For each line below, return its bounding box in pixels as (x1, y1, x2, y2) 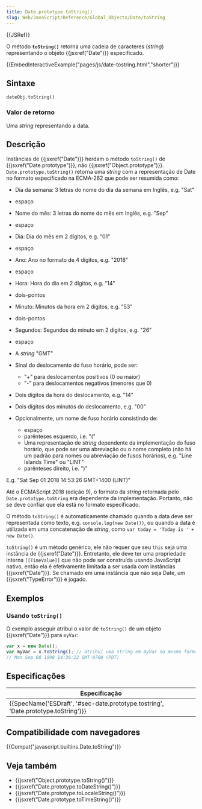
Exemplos (6, 593, 44, 603)
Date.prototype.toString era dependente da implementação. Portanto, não (6, 495, 193, 502)
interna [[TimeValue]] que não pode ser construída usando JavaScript (6, 556, 181, 564)
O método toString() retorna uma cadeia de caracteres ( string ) (6, 43, 164, 50)
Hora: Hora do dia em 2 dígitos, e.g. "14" (14, 280, 115, 287)
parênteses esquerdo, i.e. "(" (23, 433, 96, 440)
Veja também (6, 761, 57, 771)
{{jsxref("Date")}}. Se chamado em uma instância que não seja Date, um (6, 569, 185, 577)
